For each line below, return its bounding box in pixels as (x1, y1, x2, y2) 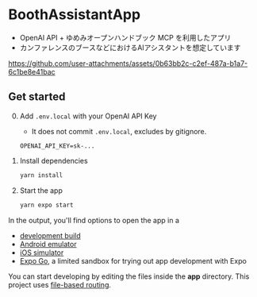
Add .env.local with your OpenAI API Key (19, 111, 157, 121)
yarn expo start (19, 201, 74, 209)
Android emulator (19, 239, 77, 249)
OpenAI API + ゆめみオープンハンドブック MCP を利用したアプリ (19, 33, 232, 42)
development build (19, 230, 81, 240)
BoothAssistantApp (8, 6, 141, 24)
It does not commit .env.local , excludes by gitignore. (31, 126, 207, 136)
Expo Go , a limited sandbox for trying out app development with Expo (19, 256, 247, 265)
